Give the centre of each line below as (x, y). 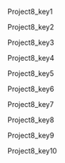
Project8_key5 (31, 74)
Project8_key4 (31, 58)
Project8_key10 (32, 151)
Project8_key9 (31, 135)
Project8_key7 (31, 104)
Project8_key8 (31, 120)
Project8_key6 (31, 89)
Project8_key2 (31, 27)
